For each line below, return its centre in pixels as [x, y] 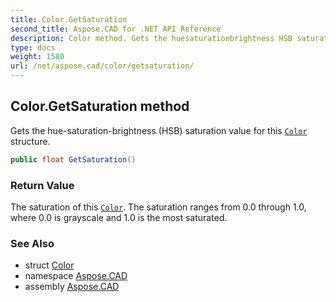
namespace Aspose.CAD [76, 276]
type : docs [33, 47]
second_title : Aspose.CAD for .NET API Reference [116, 29]
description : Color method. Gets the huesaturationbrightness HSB [151, 38]
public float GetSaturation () [73, 159]
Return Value [42, 185]
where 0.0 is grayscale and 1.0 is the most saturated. [119, 217]
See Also [32, 243]
